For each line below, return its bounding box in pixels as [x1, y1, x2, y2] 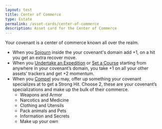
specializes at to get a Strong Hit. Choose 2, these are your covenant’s [12, 81, 157, 87]
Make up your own [19, 118, 58, 124]
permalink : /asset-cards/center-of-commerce [5, 21, 99, 26]
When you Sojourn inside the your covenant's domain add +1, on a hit [12, 49, 156, 55]
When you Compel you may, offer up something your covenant [12, 76, 142, 82]
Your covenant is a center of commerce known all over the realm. [5, 39, 139, 45]
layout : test [5, 7, 32, 12]
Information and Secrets [19, 113, 70, 119]
